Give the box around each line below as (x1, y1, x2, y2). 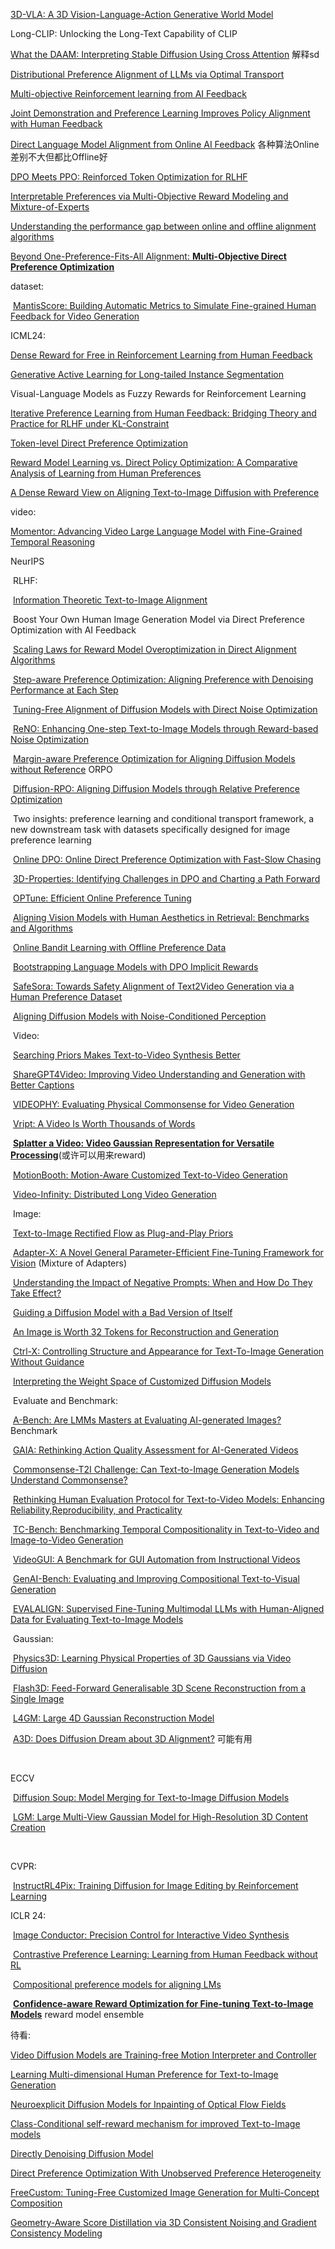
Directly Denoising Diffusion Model (10, 2148, 154, 2159)
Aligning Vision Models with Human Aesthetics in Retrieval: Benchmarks (12, 912, 310, 923)
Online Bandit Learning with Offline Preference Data (12, 942, 227, 953)
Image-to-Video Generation (10, 1534, 124, 1546)
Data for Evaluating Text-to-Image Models (10, 1614, 184, 1625)
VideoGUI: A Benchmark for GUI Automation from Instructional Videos (12, 1554, 301, 1565)
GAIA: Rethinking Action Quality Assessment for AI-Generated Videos (12, 1444, 299, 1456)
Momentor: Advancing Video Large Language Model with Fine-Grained (10, 525, 303, 537)
